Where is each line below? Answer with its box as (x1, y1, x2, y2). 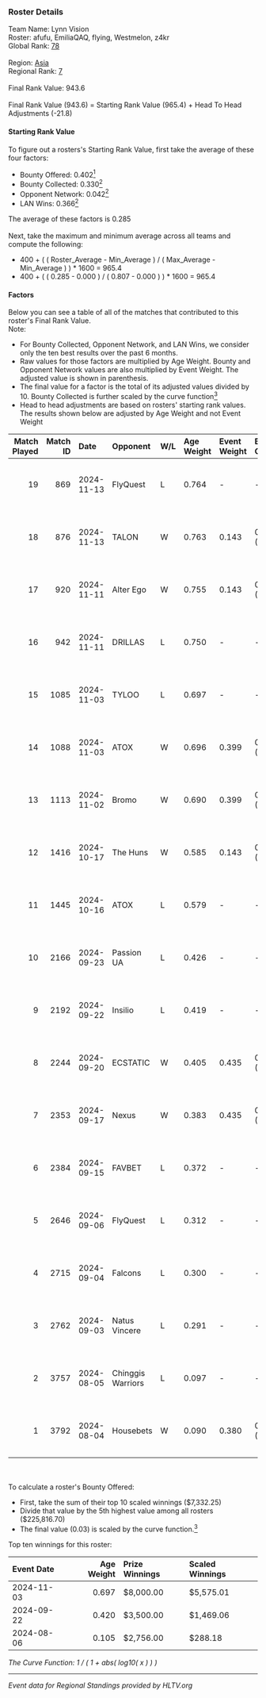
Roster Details (8, 6, 64, 17)
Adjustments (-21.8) (8, 109, 73, 118)
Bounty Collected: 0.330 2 (19, 178, 103, 189)
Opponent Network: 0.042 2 (19, 187, 109, 198)
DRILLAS (112, 636, 145, 647)
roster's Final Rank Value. (8, 316, 91, 325)
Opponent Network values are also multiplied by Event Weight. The (19, 365, 239, 375)
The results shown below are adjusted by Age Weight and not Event (19, 408, 241, 418)
